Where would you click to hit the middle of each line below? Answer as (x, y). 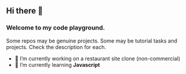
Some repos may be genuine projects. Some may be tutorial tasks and (92, 41)
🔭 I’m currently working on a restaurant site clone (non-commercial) (97, 58)
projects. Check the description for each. (56, 47)
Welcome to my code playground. (56, 28)
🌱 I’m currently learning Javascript (57, 65)
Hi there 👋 (25, 11)
